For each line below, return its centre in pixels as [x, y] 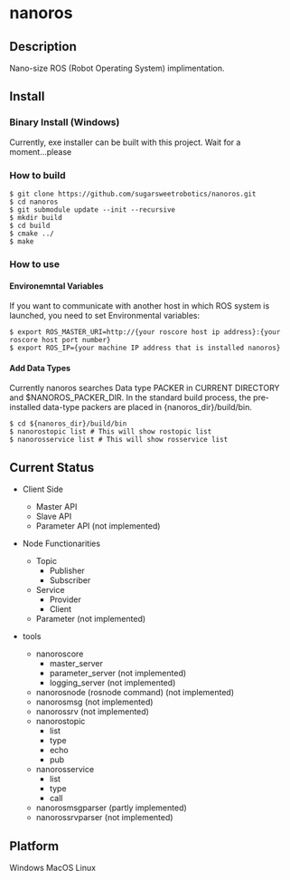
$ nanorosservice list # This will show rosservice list [119, 440]
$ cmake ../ [32, 234]
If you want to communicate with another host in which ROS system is [140, 306]
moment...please [41, 151]
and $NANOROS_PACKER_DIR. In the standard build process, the [130, 397]
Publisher [67, 571]
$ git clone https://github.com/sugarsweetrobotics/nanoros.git [133, 194]
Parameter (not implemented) [91, 619]
